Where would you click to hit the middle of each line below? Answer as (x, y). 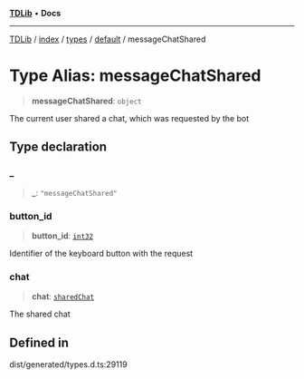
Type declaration (58, 147)
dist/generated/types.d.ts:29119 (69, 364)
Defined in (39, 342)
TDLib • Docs (35, 13)
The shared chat (40, 314)
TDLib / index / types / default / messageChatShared (108, 39)
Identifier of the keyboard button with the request (101, 253)
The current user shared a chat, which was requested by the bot (129, 118)
